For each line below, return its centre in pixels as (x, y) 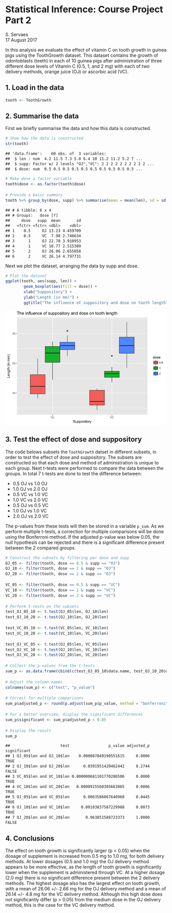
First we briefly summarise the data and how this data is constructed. (78, 129)
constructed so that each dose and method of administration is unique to (82, 462)
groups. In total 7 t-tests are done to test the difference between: (74, 473)
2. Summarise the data (42, 116)
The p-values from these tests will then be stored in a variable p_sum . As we (85, 526)
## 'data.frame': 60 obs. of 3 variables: (56, 154)
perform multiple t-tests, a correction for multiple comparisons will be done (84, 532)
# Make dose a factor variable (39, 179)
